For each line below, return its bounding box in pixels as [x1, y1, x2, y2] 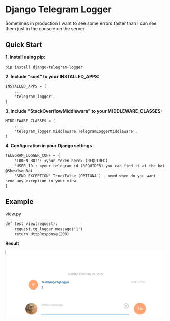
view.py [5, 211, 21, 217]
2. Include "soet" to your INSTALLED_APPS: [5, 73, 100, 79]
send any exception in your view [5, 178, 76, 183]
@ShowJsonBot [5, 168, 33, 173]
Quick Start [5, 41, 42, 49]
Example [5, 197, 34, 206]
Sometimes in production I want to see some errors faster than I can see [5, 20, 157, 26]
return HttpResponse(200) [14, 231, 70, 237]
